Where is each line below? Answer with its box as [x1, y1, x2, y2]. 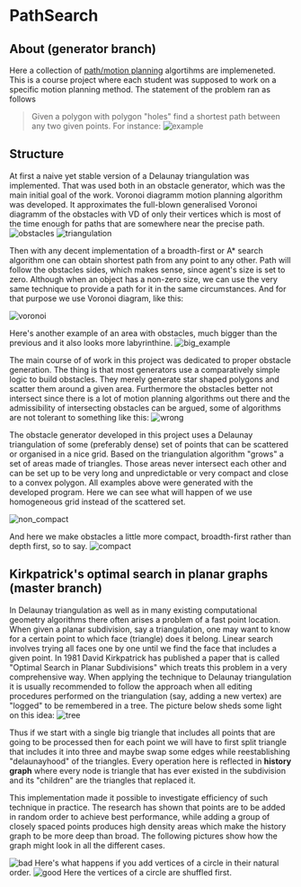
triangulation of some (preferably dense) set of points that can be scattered [9, 439, 289, 449]
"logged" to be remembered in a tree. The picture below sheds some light [9, 700, 282, 711]
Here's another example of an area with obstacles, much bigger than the [9, 327, 278, 338]
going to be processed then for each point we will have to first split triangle [9, 736, 288, 747]
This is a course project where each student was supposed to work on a [9, 75, 277, 85]
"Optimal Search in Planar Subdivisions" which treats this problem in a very [9, 661, 288, 672]
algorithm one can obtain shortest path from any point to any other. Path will [9, 254, 291, 265]
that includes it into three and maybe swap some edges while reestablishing [9, 746, 290, 757]
